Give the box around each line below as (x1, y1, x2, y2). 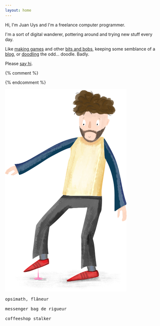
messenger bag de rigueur (5, 306, 67, 311)
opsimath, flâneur (5, 296, 49, 302)
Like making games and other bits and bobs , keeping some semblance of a (5, 46, 156, 52)
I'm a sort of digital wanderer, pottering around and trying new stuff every (5, 31, 153, 37)
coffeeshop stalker (5, 316, 52, 321)
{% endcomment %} (5, 79, 46, 85)
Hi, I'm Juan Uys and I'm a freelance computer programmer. (5, 22, 125, 28)
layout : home (5, 8, 32, 13)
